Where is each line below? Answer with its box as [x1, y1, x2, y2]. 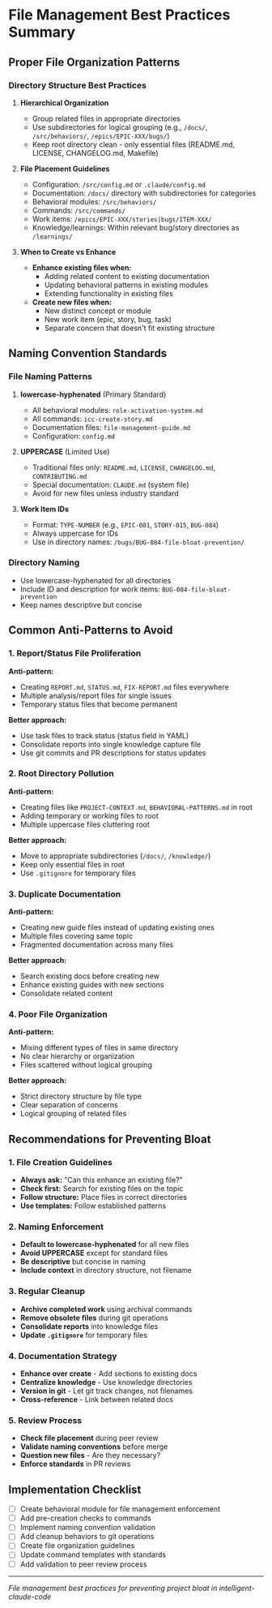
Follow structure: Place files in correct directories [19, 1193, 188, 1202]
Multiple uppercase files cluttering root [19, 819, 150, 829]
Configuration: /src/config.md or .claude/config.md [32, 179, 206, 189]
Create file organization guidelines [19, 1541, 135, 1550]
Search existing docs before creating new [19, 971, 160, 981]
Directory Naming [8, 557, 80, 569]
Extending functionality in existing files [44, 288, 174, 298]
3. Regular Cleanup [8, 1286, 85, 1297]
